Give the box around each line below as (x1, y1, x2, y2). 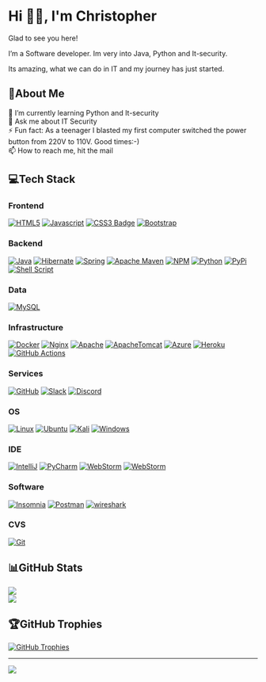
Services (8, 368, 44, 379)
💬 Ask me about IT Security (8, 116, 97, 126)
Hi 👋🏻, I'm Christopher (8, 7, 157, 25)
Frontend (8, 200, 44, 211)
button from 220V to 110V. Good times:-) (8, 136, 140, 146)
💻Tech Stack (8, 173, 76, 186)
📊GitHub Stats (8, 562, 83, 575)
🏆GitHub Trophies (8, 618, 103, 631)
